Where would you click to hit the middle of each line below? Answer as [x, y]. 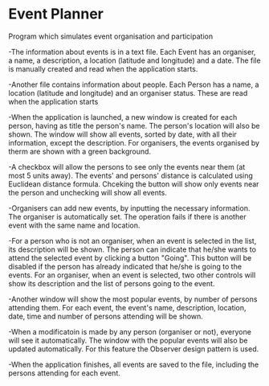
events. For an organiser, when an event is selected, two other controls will [132, 275]
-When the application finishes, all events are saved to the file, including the [134, 364]
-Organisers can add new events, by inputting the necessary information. [129, 208]
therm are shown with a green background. [79, 151]
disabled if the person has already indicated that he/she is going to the [125, 266]
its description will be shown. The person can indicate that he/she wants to [132, 249]
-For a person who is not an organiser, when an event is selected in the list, [132, 240]
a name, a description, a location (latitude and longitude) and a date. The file [134, 60]
